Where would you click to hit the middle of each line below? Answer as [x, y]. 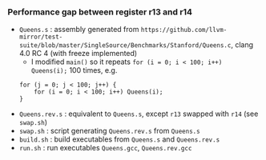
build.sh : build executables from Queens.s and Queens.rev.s [119, 139]
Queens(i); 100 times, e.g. [74, 70]
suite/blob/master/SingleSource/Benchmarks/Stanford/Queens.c [125, 46]
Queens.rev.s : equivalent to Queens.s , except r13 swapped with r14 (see [139, 114]
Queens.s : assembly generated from [79, 30]
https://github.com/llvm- [184, 30]
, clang [242, 45]
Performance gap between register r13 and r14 [100, 12]
